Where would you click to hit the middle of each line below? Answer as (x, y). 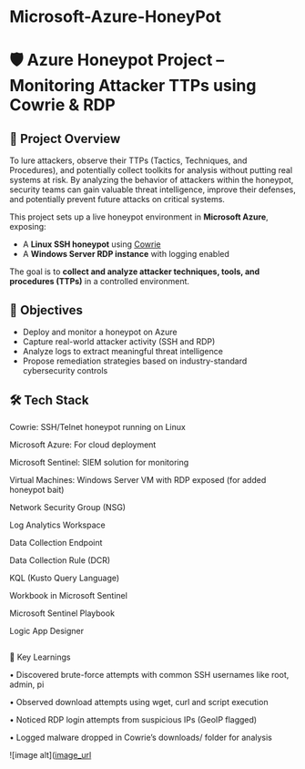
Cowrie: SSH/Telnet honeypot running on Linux (98, 426)
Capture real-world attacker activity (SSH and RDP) (119, 342)
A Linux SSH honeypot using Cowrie (91, 244)
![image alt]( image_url (51, 755)
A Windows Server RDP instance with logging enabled (126, 254)
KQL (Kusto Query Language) (65, 578)
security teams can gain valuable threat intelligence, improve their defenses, (152, 190)
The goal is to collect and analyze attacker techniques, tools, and (135, 272)
